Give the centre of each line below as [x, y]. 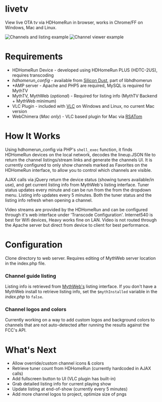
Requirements [34, 57]
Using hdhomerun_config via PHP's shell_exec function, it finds [69, 150]
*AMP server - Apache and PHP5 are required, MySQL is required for [81, 85]
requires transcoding [33, 75]
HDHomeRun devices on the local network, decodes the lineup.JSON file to [81, 154]
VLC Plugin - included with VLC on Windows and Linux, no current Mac [83, 106]
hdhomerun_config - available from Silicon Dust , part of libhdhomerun [82, 80]
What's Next [31, 350]
